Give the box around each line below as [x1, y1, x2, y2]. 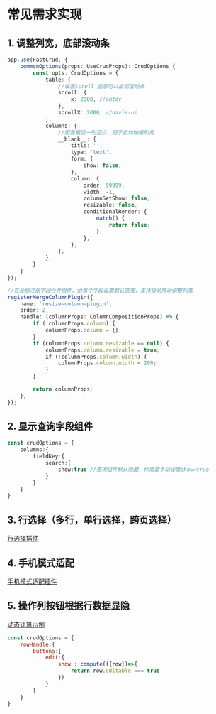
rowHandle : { [20, 641, 55, 648]
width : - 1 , [83, 188, 115, 195]
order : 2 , [20, 307, 50, 314]
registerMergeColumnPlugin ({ [7, 293, 93, 301]
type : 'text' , [70, 148, 113, 156]
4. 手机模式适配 [7, 557, 74, 569]
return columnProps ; [33, 386, 93, 393]
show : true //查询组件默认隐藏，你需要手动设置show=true [57, 466, 210, 473]
